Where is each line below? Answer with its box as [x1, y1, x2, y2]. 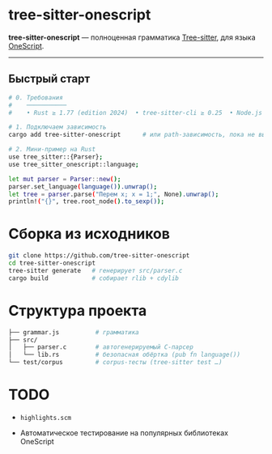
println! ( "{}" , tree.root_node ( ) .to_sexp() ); [8, 197, 164, 206]
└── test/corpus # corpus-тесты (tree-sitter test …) [8, 359, 223, 367]
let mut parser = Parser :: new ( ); [8, 175, 121, 183]
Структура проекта [8, 301, 147, 320]
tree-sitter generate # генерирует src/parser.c [8, 266, 183, 274]
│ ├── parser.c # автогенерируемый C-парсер [8, 343, 194, 351]
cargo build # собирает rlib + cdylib [8, 274, 180, 282]
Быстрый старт [8, 72, 91, 86]
